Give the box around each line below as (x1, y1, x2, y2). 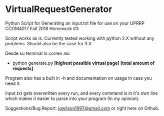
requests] (12, 65, 33, 71)
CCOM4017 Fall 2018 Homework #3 (5, 25, 79, 31)
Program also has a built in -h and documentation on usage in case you (5, 75, 152, 81)
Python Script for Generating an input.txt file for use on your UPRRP (5, 20, 145, 26)
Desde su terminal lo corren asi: (5, 50, 71, 56)
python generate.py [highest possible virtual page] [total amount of (12, 60, 155, 66)
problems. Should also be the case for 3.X (5, 40, 91, 46)
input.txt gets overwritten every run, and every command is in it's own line (5, 90, 158, 96)
